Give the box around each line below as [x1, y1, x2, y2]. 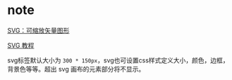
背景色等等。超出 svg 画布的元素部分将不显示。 [7, 65, 145, 73]
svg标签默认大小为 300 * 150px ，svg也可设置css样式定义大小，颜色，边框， [7, 55, 229, 65]
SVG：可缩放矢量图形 [7, 26, 70, 34]
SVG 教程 [7, 41, 35, 49]
